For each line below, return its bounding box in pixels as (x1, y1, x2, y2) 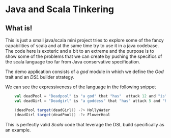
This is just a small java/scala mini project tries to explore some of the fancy (5, 37, 164, 43)
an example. (5, 127, 31, 133)
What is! (5, 24, 33, 32)
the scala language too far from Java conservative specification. (5, 59, 140, 64)
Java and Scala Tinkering (5, 4, 115, 15)
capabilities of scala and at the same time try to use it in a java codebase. (5, 43, 159, 49)
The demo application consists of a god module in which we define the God (5, 68, 164, 75)
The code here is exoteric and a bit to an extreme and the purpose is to (5, 48, 154, 54)
